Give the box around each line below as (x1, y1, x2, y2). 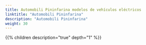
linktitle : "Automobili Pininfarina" (5, 12, 84, 17)
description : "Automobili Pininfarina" (5, 16, 88, 21)
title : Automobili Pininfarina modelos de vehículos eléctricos (5, 7, 142, 12)
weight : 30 (5, 21, 28, 26)
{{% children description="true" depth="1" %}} (5, 35, 102, 41)
